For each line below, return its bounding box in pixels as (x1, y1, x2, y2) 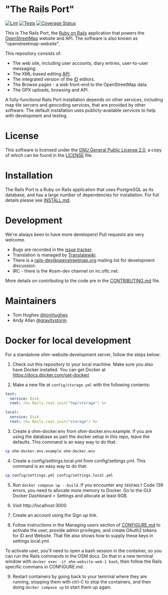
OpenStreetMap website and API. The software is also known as (5, 35, 138, 41)
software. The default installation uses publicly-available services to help (5, 107, 156, 113)
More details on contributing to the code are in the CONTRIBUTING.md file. (5, 278, 160, 284)
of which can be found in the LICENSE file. (5, 152, 93, 158)
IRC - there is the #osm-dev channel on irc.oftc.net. (12, 268, 119, 274)
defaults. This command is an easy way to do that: (12, 439, 117, 445)
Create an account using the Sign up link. (12, 512, 98, 518)
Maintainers (5, 295, 57, 306)
